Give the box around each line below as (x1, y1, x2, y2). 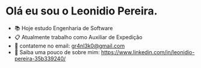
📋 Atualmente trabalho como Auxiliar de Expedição (14, 33, 143, 40)
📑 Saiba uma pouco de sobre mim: (14, 48, 100, 55)
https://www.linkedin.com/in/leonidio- (100, 48, 195, 55)
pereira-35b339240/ (14, 55, 66, 62)
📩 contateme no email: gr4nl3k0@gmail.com (14, 42, 125, 49)
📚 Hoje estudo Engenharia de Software (14, 24, 113, 31)
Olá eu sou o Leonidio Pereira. (5, 4, 158, 18)
